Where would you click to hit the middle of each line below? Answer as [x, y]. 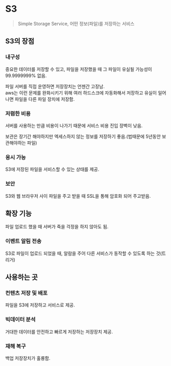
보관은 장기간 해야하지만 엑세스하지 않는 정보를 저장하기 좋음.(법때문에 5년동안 [83, 136]
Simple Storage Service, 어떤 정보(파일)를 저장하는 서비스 [76, 23]
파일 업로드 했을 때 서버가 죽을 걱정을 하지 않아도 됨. [57, 227]
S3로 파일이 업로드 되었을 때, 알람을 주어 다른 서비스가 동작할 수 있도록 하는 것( [84, 253]
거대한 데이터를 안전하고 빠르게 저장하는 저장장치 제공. [59, 331]
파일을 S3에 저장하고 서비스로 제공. [40, 305]
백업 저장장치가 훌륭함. [28, 358]
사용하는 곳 [22, 278]
